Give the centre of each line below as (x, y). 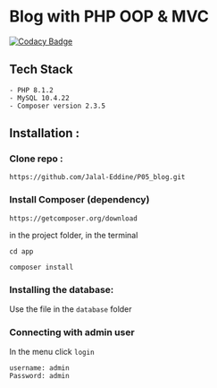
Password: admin (39, 376)
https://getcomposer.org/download (74, 218)
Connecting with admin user (72, 332)
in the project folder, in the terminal (74, 235)
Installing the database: (62, 289)
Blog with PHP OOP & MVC (109, 17)
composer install (42, 267)
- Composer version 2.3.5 (57, 106)
